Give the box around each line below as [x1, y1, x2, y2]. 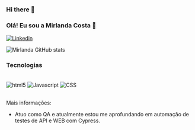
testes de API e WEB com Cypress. [14, 117, 101, 124]
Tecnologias [6, 61, 43, 69]
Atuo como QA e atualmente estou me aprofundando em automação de [14, 111, 190, 118]
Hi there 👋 [6, 5, 36, 14]
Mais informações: [6, 99, 52, 106]
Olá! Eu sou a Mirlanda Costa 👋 [6, 21, 97, 29]
